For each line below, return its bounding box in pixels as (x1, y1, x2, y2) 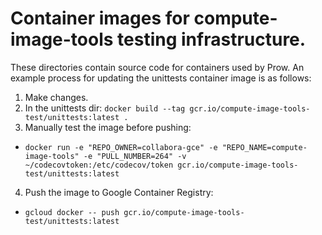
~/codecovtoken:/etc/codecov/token (24, 160, 174, 170)
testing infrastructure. (117, 28, 307, 51)
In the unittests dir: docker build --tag (24, 102, 186, 114)
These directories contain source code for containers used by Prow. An (10, 61, 305, 73)
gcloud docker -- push (24, 207, 120, 217)
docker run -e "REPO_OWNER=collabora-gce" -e (24, 142, 218, 152)
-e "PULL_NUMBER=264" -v (83, 151, 187, 161)
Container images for (10, 7, 190, 30)
